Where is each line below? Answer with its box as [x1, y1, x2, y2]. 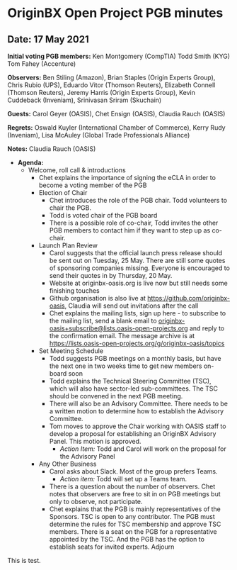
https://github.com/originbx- [147, 294, 231, 302]
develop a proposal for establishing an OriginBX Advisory [49, 430, 216, 437]
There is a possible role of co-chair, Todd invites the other [49, 218, 219, 227]
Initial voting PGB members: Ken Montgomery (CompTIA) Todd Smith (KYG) [7, 52, 231, 60]
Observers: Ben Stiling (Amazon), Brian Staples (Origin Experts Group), [7, 73, 216, 82]
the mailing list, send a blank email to [49, 317, 157, 325]
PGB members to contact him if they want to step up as [49, 226, 211, 235]
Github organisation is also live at [49, 294, 146, 302]
